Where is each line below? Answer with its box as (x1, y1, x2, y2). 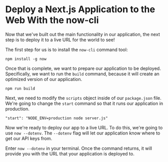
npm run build (5, 86, 36, 91)
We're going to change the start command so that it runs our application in (5, 100, 163, 106)
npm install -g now (5, 56, 47, 62)
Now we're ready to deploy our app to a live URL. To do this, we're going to (5, 124, 163, 130)
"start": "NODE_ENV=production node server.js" (5, 116, 108, 121)
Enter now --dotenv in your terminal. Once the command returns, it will (5, 145, 152, 151)
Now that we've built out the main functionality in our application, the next (5, 31, 160, 37)
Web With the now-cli (5, 14, 99, 26)
